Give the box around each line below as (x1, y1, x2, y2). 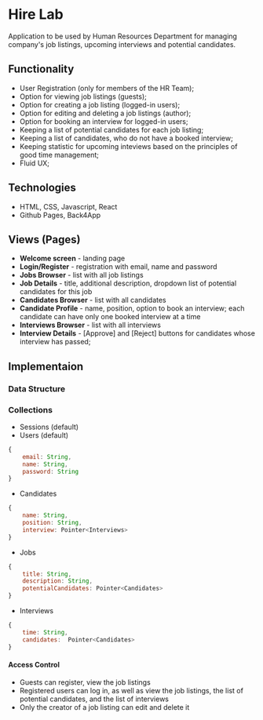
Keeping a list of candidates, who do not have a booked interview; (19, 133, 233, 143)
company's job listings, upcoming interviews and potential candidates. (8, 39, 236, 49)
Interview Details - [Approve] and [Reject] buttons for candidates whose (19, 329, 255, 338)
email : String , (22, 453, 72, 460)
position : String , (22, 519, 82, 527)
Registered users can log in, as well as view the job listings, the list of (19, 685, 243, 695)
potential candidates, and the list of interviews (19, 694, 170, 704)
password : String (22, 467, 79, 475)
